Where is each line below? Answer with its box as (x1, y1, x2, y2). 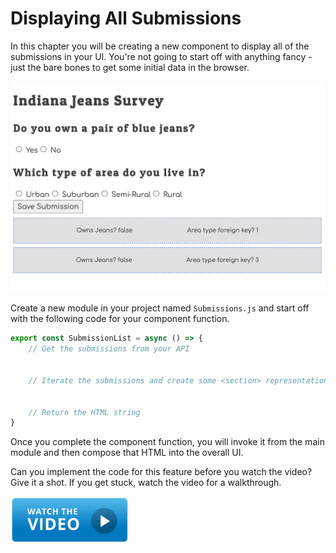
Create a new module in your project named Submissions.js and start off (10, 302, 310, 314)
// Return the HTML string (28, 407, 141, 417)
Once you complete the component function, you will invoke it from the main (10, 436, 325, 448)
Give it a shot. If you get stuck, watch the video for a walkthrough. (10, 477, 282, 489)
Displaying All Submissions (10, 7, 242, 30)
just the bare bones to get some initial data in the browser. (10, 61, 250, 73)
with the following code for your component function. (10, 313, 230, 325)
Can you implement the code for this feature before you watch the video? (10, 466, 313, 478)
